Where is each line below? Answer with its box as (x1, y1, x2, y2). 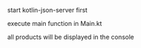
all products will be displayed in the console (7, 33, 135, 41)
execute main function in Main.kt (7, 19, 102, 27)
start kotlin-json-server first (7, 6, 88, 14)
